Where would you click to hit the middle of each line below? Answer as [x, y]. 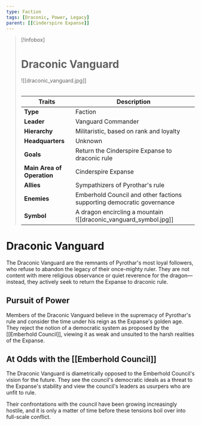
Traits [47, 101]
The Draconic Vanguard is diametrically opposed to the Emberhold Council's [100, 374]
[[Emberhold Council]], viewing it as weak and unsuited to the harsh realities [100, 334]
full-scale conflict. [28, 417]
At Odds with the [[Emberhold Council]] [81, 359]
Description [133, 101]
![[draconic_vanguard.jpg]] [54, 81]
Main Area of [43, 168]
